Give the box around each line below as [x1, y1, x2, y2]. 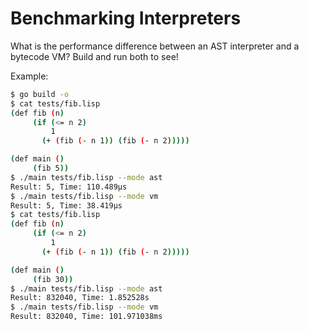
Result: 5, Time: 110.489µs [10, 182, 128, 192]
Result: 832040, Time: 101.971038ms [10, 312, 163, 322]
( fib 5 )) [32, 163, 70, 174]
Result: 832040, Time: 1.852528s [10, 293, 150, 303]
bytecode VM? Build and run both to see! [10, 50, 179, 62]
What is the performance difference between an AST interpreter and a [10, 40, 300, 52]
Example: [10, 70, 49, 82]
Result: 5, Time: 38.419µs [10, 200, 123, 211]
